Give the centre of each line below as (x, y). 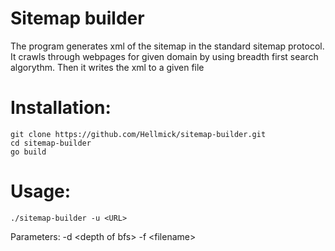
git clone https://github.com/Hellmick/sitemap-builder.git (138, 134)
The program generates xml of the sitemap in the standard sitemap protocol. (167, 46)
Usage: (41, 191)
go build (28, 152)
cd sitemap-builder (51, 143)
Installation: (61, 108)
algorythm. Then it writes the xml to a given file (107, 67)
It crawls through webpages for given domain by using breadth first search (164, 56)
